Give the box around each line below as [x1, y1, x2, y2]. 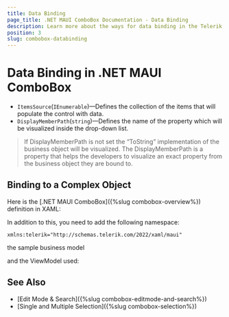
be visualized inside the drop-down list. [16, 124, 129, 132]
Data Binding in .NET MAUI [7, 65, 162, 81]
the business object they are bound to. [23, 159, 134, 168]
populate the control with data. [16, 110, 104, 118]
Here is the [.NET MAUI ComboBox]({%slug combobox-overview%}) [7, 197, 201, 206]
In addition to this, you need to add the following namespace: [7, 218, 180, 226]
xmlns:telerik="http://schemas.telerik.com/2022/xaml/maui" [7, 231, 183, 238]
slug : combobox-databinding [7, 36, 88, 43]
